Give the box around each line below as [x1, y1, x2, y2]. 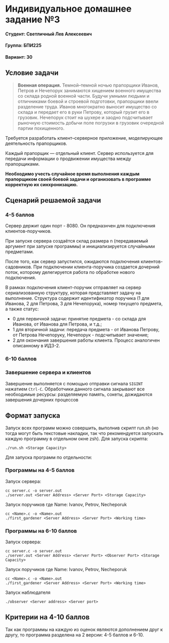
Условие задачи [5, 69, 59, 77]
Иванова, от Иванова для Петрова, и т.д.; [12, 321, 102, 327]
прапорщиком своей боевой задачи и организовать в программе [5, 176, 151, 182]
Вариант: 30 [5, 54, 33, 60]
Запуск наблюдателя [5, 589, 51, 595]
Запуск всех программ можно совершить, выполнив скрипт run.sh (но [5, 425, 159, 431]
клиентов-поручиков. [5, 228, 52, 234]
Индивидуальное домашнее [5, 3, 132, 15]
